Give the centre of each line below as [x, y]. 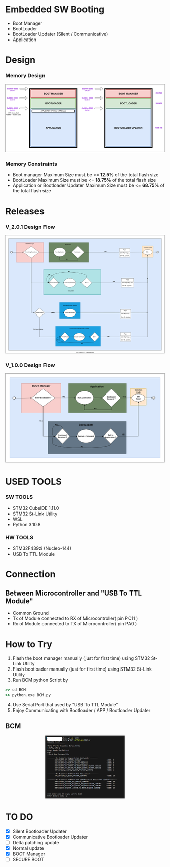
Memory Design [25, 76]
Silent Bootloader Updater [40, 831]
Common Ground [31, 613]
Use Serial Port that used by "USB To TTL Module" [65, 704]
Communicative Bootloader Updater [50, 837]
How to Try [29, 644]
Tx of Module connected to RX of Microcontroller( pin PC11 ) [75, 618]
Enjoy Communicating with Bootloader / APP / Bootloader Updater [81, 710]
